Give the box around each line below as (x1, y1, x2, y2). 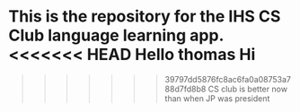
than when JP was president (164, 92, 270, 104)
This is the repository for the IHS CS (8, 6, 281, 27)
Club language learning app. (8, 25, 224, 46)
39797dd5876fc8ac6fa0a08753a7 (164, 73, 292, 84)
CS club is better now (207, 83, 288, 94)
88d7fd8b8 (164, 83, 207, 94)
